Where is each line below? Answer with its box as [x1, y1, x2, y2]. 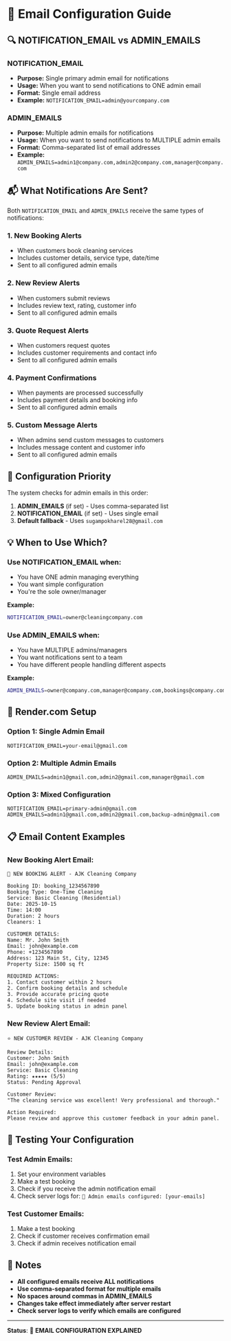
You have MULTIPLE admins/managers [16, 646, 127, 654]
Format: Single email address [16, 89, 101, 97]
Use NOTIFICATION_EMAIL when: [7, 557, 122, 566]
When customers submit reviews [16, 293, 111, 302]
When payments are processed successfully [16, 388, 144, 397]
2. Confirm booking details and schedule [7, 984, 128, 992]
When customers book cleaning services [16, 247, 133, 255]
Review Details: [7, 1049, 54, 1056]
